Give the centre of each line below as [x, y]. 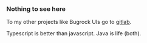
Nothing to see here [36, 9]
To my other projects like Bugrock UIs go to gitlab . [69, 22]
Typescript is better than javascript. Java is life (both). [74, 33]
